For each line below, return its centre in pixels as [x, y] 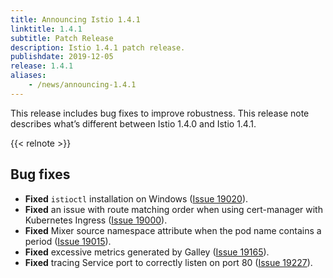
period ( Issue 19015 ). [68, 241]
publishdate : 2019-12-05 [62, 57]
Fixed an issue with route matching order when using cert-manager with [173, 209]
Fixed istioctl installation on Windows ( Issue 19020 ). [136, 198]
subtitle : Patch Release [62, 38]
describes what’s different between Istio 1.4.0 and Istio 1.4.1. [133, 123]
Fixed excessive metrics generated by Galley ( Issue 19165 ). [147, 252]
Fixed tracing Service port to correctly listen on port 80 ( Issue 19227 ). [168, 262]
